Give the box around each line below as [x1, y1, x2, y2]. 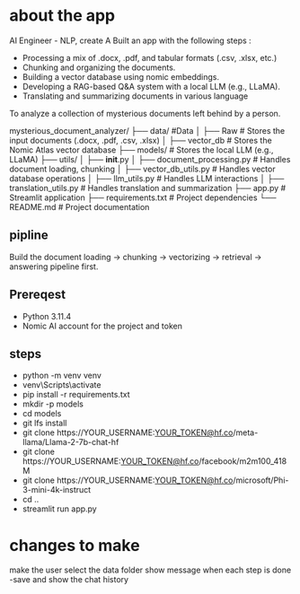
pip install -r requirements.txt [22, 389, 130, 400]
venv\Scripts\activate [22, 380, 101, 390]
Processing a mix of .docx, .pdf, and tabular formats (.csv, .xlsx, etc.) [22, 52, 278, 63]
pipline [9, 228, 49, 243]
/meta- [233, 427, 259, 438]
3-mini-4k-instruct [22, 485, 92, 495]
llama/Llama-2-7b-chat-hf [22, 437, 119, 448]
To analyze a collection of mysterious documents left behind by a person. [9, 108, 281, 118]
